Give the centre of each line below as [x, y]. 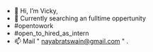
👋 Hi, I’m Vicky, [36, 11]
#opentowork [34, 26]
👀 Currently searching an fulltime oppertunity [80, 18]
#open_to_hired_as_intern [52, 33]
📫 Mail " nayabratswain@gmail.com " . [71, 41]
